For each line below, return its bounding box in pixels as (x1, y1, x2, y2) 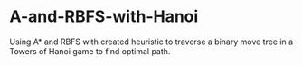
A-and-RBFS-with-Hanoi (9, 6, 199, 27)
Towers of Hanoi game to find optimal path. (9, 45, 171, 56)
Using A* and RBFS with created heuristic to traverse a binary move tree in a (9, 36, 294, 47)
